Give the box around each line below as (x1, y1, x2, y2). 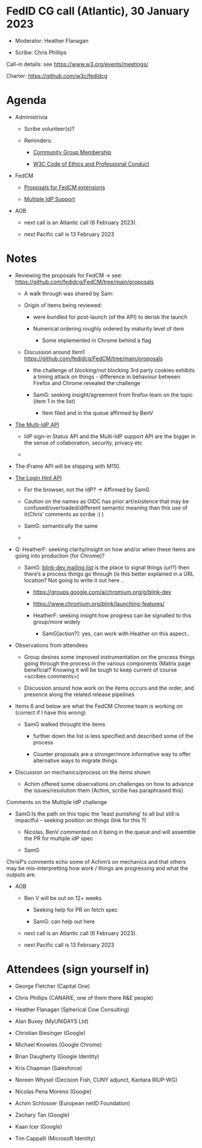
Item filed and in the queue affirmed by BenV (42, 409, 154, 417)
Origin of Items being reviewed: (24, 301, 103, 309)
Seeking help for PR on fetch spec (33, 906, 118, 913)
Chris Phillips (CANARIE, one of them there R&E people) (14, 994, 154, 1001)
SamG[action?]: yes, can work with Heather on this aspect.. (42, 630, 190, 637)
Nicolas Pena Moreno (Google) (14, 1088, 92, 1095)
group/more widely (33, 618, 81, 625)
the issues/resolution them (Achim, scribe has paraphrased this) (24, 786, 184, 794)
